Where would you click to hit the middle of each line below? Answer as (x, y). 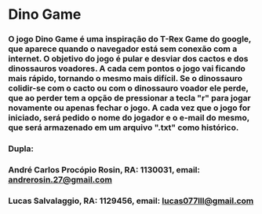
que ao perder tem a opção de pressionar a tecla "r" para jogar (129, 98)
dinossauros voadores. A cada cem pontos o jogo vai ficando (127, 68)
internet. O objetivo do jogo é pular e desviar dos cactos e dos (128, 59)
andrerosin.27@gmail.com (60, 179)
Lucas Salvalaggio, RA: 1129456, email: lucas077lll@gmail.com (131, 201)
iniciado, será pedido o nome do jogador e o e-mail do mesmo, (129, 118)
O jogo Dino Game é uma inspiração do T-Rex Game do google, (130, 39)
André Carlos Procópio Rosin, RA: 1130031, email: (104, 169)
